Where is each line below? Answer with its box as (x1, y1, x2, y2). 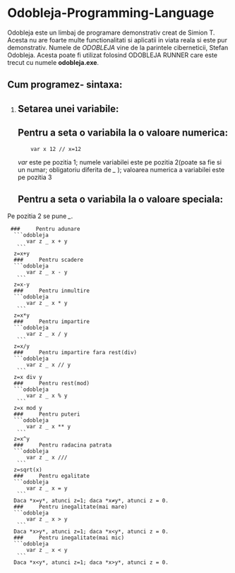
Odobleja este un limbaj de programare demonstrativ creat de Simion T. (7, 28, 215, 37)
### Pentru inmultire (13, 287, 90, 294)
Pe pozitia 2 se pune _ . (7, 212, 73, 220)
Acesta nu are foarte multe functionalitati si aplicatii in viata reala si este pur (7, 35, 228, 44)
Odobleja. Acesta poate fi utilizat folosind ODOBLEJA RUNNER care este (7, 51, 217, 59)
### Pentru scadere (13, 256, 83, 264)
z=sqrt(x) (13, 466, 42, 474)
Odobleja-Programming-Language (7, 5, 215, 21)
